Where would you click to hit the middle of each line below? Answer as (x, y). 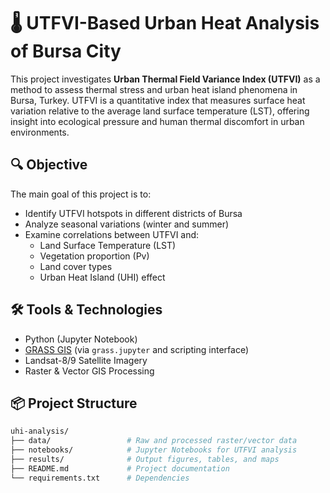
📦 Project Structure (74, 403)
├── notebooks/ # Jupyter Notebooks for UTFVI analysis (154, 450)
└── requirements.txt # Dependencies (100, 478)
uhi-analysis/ (40, 431)
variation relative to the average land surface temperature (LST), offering (160, 111)
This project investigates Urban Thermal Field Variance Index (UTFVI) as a (165, 79)
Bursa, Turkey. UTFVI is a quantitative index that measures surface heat (158, 100)
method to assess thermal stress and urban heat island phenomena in (154, 89)
